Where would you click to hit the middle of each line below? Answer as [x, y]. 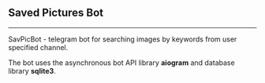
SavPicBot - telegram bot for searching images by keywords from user [123, 39]
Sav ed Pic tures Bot [56, 13]
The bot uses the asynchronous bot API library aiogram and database [121, 63]
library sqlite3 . [32, 70]
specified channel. [38, 47]
